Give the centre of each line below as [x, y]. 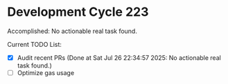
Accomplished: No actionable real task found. [72, 31]
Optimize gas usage [46, 73]
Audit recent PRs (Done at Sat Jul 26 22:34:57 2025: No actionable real [119, 57]
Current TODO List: [35, 44]
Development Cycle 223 [78, 12]
